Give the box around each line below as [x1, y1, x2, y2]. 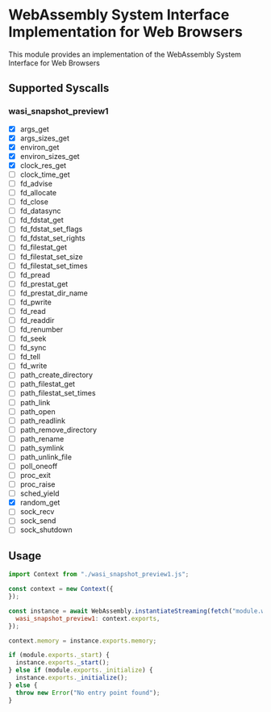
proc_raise [19, 480, 56, 489]
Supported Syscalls [8, 82, 110, 95]
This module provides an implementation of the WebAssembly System [8, 49, 242, 59]
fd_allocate [19, 188, 57, 198]
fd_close [19, 197, 48, 207]
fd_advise [19, 179, 52, 188]
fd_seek [19, 333, 47, 344]
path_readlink [19, 416, 66, 425]
